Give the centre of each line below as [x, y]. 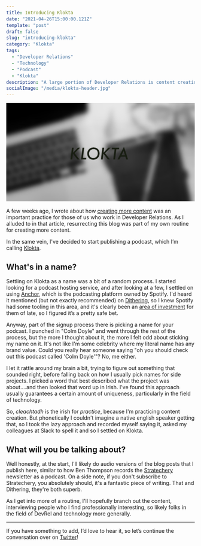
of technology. [24, 400]
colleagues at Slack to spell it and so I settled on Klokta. [75, 430]
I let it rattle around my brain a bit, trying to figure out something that [91, 368]
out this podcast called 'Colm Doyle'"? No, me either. [71, 357]
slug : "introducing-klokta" [41, 38]
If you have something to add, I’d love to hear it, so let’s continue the [90, 531]
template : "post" [28, 25]
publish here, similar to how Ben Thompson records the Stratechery [90, 471]
